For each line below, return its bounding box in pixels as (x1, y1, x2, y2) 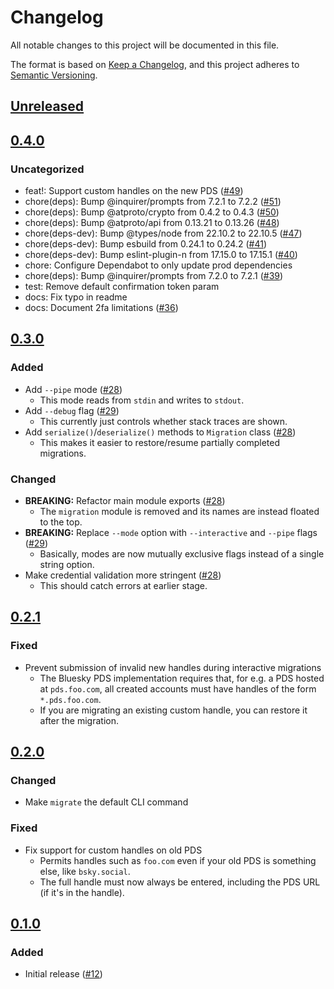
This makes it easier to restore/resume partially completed (39, 436, 281, 448)
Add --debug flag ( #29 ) (24, 404, 120, 416)
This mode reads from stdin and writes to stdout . (39, 394, 245, 406)
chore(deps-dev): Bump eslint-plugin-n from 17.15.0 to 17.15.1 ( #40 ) (24, 249, 298, 261)
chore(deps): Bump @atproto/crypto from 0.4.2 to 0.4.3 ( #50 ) (24, 206, 280, 218)
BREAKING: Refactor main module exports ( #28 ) (24, 495, 226, 506)
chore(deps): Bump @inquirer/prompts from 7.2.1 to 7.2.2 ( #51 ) (24, 196, 282, 208)
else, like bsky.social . (39, 865, 131, 877)
